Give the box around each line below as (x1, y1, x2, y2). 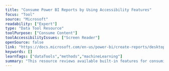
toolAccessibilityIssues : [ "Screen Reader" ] (5, 35, 100, 40)
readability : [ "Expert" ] (5, 21, 57, 26)
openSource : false (5, 40, 44, 45)
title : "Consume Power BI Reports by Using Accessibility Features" (5, 7, 152, 12)
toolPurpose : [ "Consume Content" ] (5, 30, 78, 35)
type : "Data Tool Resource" (5, 26, 64, 31)
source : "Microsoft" (5, 16, 49, 21)
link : (5, 44, 17, 49)
